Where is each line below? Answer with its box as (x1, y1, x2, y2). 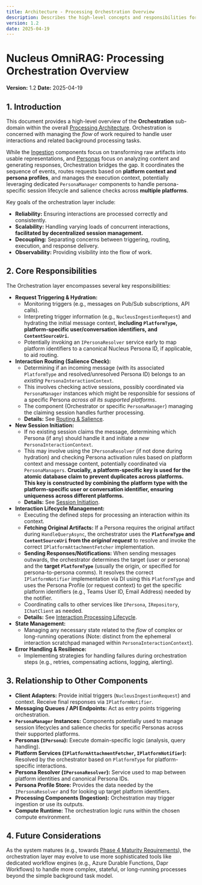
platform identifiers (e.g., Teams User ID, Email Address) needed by (23, 588, 191, 595)
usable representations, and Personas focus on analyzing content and (6, 155, 180, 162)
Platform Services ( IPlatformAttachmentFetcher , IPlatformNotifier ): (14, 749, 187, 756)
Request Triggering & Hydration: (14, 293, 98, 301)
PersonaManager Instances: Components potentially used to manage (14, 717, 183, 724)
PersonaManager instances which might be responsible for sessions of (23, 390, 195, 397)
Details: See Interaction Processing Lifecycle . (23, 613, 137, 621)
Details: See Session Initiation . (23, 498, 100, 506)
